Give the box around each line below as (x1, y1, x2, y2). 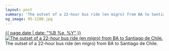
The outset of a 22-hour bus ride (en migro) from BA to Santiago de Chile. (5, 41, 158, 47)
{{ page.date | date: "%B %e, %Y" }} (5, 30, 81, 36)
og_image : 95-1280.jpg (5, 16, 53, 21)
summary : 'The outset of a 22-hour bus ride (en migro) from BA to (5, 12, 150, 17)
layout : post (5, 7, 33, 12)
